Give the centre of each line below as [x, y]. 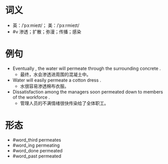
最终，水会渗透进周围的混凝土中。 [55, 74]
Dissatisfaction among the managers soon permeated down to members [88, 92]
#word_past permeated [37, 156]
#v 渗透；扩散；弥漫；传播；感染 [47, 31]
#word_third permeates [37, 140]
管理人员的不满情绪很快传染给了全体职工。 [64, 103]
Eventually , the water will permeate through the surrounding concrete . [87, 68]
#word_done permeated [38, 150]
